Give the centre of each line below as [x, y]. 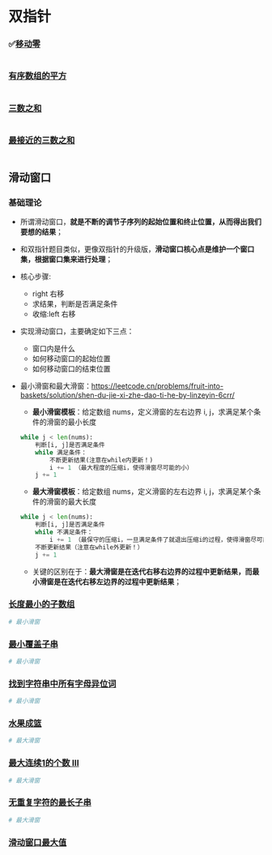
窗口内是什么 [53, 349]
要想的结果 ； [41, 232]
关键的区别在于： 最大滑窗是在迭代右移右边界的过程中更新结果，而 [142, 571]
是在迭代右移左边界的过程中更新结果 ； [118, 582]
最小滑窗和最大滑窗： [55, 386]
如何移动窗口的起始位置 [71, 359]
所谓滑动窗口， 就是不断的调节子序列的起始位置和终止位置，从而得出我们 [140, 222]
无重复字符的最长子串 [50, 802]
